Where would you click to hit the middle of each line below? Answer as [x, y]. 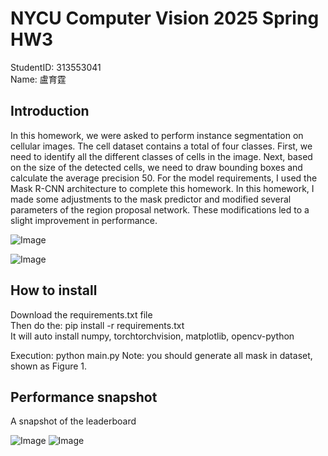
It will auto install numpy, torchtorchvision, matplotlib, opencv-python [152, 336]
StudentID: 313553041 [56, 67]
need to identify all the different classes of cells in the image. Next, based [161, 156]
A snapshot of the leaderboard [73, 421]
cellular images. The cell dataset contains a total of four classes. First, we [161, 146]
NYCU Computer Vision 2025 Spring [165, 18]
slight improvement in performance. [84, 220]
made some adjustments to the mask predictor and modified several [151, 199]
